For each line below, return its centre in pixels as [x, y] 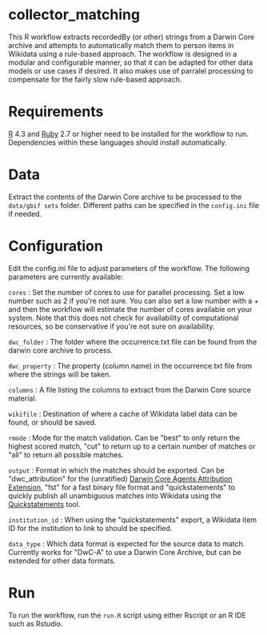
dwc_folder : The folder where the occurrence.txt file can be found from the [133, 341]
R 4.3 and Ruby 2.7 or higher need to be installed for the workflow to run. [128, 134]
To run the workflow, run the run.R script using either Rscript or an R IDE [127, 615]
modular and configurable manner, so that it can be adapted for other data [131, 62]
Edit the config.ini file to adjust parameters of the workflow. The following [129, 268]
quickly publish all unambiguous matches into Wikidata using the [115, 495]
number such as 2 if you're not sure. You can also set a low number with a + [133, 301]
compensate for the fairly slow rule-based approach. [95, 79]
